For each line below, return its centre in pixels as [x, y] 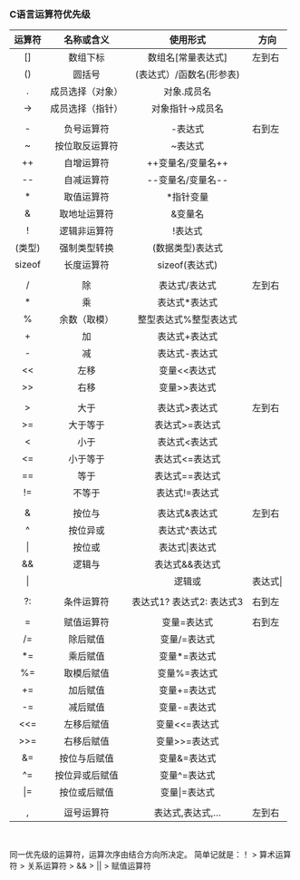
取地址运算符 [87, 214]
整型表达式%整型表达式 [187, 319]
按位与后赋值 [87, 758]
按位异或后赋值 [87, 776]
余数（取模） [87, 319]
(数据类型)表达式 [188, 249]
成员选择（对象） [87, 92]
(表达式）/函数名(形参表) [187, 74]
